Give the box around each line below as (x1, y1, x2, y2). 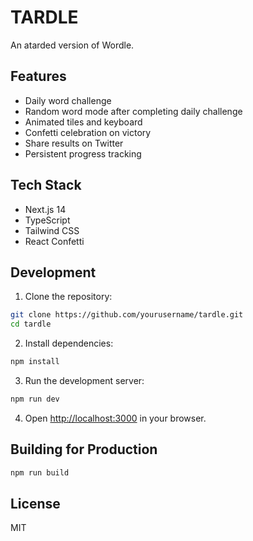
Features (10, 68, 67, 85)
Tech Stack (10, 177, 82, 194)
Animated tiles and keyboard (24, 116, 143, 128)
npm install (10, 357, 60, 367)
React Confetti (24, 235, 85, 247)
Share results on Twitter (24, 137, 124, 149)
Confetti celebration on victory (24, 126, 152, 138)
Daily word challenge (24, 94, 112, 106)
